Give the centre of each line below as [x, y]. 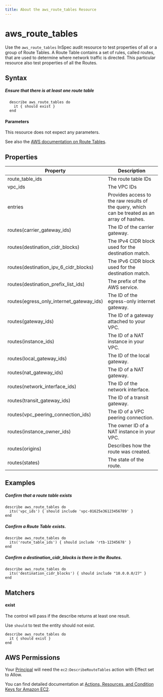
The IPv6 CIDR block [131, 261]
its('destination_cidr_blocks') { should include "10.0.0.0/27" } [78, 574]
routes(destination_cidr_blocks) [44, 247]
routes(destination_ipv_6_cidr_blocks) [50, 267]
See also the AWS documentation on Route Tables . [56, 142]
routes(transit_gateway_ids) [39, 400]
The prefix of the [127, 281]
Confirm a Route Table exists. [36, 526]
